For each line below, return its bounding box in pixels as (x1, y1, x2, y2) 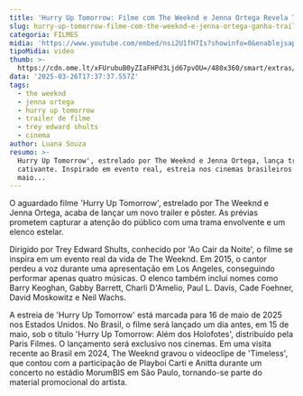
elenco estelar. (9, 227, 65, 238)
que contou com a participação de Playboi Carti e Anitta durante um (9, 358, 262, 369)
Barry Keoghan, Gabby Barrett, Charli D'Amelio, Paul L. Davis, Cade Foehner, (9, 282, 294, 294)
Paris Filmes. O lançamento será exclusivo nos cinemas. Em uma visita (9, 338, 272, 349)
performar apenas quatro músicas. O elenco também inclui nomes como (9, 273, 279, 284)
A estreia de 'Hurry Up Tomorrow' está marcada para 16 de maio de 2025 (9, 309, 282, 321)
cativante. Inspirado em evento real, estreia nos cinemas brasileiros (17, 165, 293, 174)
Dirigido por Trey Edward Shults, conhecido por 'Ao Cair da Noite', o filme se (9, 244, 293, 255)
